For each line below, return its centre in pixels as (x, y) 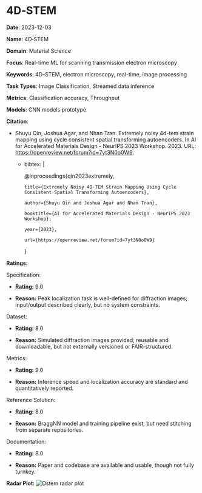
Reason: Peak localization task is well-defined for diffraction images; (101, 298)
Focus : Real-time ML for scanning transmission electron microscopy (92, 62)
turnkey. (25, 471)
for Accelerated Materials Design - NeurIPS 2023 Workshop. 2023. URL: (105, 146)
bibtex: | (34, 164)
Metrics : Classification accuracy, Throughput (63, 98)
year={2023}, (41, 229)
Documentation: (26, 441)
